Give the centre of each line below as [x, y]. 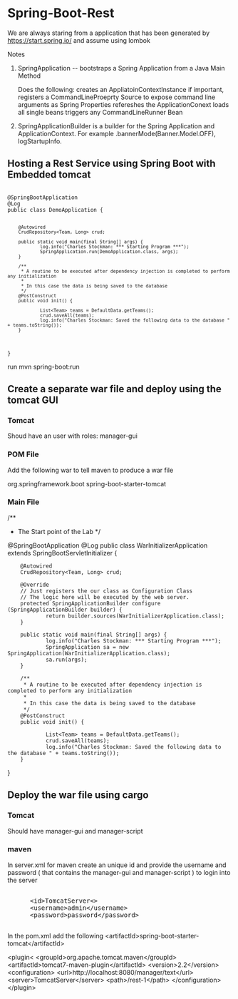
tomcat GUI [33, 400]
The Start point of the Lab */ [59, 531]
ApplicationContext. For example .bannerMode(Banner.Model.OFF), [117, 133]
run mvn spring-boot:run [43, 367]
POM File [23, 454]
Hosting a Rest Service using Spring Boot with [112, 164]
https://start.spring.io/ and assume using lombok [79, 40]
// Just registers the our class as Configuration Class [107, 591]
